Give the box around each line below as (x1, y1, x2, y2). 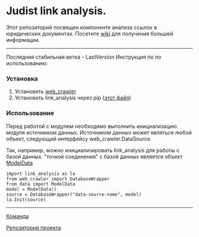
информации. (6, 36, 40, 43)
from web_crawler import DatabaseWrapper (6, 176, 110, 182)
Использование (6, 109, 54, 117)
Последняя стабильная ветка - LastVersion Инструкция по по (6, 53, 162, 60)
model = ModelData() (6, 186, 57, 192)
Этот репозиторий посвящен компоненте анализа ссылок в (6, 24, 158, 31)
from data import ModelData (6, 181, 76, 187)
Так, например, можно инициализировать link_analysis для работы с (6, 146, 179, 153)
